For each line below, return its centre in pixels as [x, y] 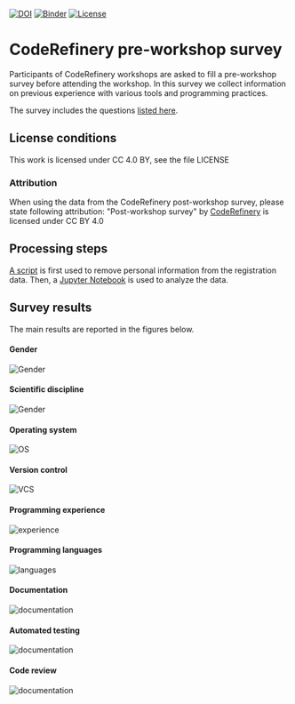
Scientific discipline [47, 389]
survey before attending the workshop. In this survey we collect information [148, 84]
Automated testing [44, 630]
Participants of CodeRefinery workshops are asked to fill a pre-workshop [143, 74]
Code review [33, 670]
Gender [24, 349]
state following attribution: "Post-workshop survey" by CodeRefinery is [139, 212]
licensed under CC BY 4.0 [56, 221]
